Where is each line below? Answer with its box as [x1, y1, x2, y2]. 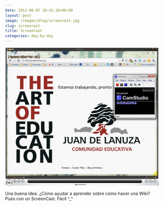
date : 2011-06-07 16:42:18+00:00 [5, 8, 73, 13]
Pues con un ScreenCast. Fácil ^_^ [5, 195, 73, 202]
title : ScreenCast [5, 28, 42, 34]
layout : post [5, 13, 32, 18]
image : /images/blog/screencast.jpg [5, 18, 80, 23]
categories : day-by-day [5, 34, 54, 38]
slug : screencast [5, 23, 41, 28]
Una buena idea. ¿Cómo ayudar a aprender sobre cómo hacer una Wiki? [5, 190, 150, 196]
